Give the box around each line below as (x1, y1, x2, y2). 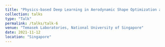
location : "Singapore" (5, 35, 52, 40)
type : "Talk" (5, 16, 32, 21)
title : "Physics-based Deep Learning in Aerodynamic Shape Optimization (5, 7, 157, 12)
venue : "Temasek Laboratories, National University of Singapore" (5, 25, 144, 30)
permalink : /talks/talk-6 (5, 21, 58, 26)
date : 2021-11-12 (5, 30, 41, 35)
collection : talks (5, 12, 43, 17)
